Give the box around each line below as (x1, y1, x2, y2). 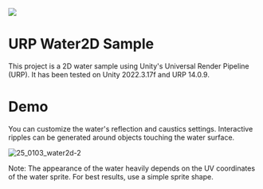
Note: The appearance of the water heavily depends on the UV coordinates (8, 163, 256, 173)
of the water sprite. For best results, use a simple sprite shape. (8, 171, 214, 181)
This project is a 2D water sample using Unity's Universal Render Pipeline (8, 61, 249, 71)
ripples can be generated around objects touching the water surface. (8, 132, 235, 142)
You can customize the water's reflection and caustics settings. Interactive (8, 124, 253, 133)
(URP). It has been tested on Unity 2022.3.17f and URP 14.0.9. (8, 69, 210, 79)
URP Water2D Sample (8, 35, 154, 53)
